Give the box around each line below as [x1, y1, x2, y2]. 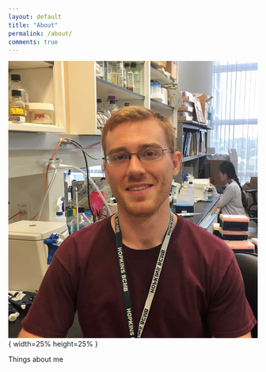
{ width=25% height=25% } [8, 339, 99, 349]
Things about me [8, 355, 63, 364]
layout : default [8, 13, 62, 21]
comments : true [8, 38, 59, 46]
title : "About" [8, 21, 59, 29]
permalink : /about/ [8, 29, 73, 37]
